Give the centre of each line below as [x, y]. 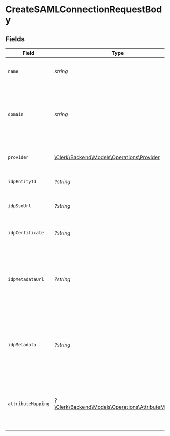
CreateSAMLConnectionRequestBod [84, 9]
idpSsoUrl [19, 206]
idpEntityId [22, 181]
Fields [15, 39]
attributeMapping [29, 404]
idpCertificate [26, 233]
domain [16, 114]
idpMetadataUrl [26, 279]
